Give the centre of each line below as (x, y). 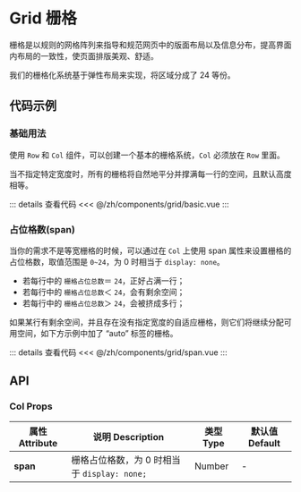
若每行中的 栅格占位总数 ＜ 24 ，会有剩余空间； (103, 292)
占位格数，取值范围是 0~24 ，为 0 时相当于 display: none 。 (117, 261)
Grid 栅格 (43, 18)
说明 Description (128, 437)
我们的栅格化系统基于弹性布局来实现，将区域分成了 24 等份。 (122, 75)
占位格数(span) (43, 229)
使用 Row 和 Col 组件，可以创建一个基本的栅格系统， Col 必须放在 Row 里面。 (147, 155)
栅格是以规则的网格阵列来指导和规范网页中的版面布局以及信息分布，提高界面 (150, 45)
